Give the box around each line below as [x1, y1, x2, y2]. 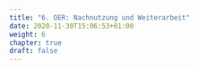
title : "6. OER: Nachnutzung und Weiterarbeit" [9, 13, 191, 22]
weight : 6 [9, 30, 47, 39]
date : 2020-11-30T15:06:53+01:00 [9, 22, 134, 30]
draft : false [9, 47, 58, 56]
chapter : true [9, 38, 63, 47]
